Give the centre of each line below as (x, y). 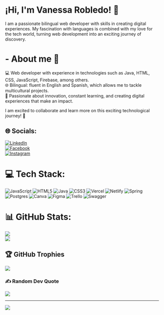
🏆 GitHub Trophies (35, 254)
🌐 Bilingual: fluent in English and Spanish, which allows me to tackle (73, 85)
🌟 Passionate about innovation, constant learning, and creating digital (75, 96)
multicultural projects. (27, 91)
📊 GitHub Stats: (38, 217)
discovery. (16, 39)
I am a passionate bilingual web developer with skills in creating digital (76, 24)
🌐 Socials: (21, 131)
